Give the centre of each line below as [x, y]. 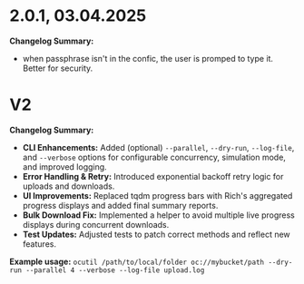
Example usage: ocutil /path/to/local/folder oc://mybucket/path [137, 261]
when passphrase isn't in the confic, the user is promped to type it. [148, 58]
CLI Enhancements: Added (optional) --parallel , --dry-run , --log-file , [158, 147]
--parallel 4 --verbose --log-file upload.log [115, 270]
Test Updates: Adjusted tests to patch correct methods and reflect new [156, 234]
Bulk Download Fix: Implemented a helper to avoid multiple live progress [158, 215]
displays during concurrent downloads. [96, 224]
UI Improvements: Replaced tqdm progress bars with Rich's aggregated [157, 195]
